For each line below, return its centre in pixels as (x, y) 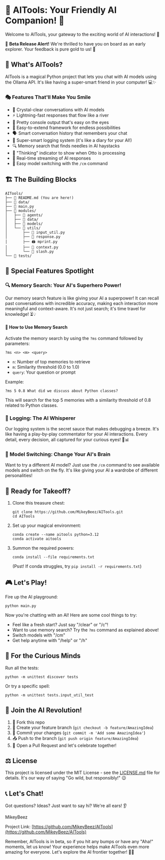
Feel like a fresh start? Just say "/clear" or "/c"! (60, 624)
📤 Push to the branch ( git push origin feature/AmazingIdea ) (75, 738)
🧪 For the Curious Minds (43, 656)
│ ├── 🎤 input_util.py (35, 232)
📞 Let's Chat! (24, 794)
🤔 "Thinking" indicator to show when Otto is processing (69, 153)
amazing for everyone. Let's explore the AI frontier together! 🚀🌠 (70, 852)
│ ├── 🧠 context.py (32, 247)
